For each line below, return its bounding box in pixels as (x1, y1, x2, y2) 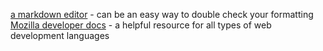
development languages (10, 30, 110, 41)
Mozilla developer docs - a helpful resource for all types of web (10, 19, 272, 31)
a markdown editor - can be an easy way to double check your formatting (10, 9, 314, 20)
